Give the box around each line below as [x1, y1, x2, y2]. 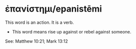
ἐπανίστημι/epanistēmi [5, 3, 102, 15]
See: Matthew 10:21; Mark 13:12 [5, 38, 68, 44]
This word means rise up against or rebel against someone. [12, 29, 132, 34]
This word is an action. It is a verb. [5, 19, 74, 25]
